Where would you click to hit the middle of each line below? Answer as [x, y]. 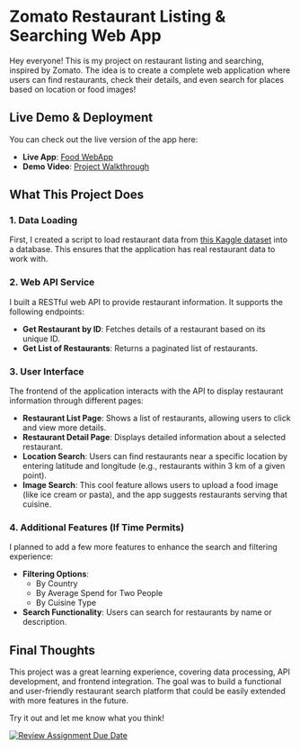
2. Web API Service [52, 283]
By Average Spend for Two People [99, 593]
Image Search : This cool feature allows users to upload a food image [150, 485]
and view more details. [64, 428]
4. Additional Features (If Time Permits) [97, 527]
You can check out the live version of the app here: [104, 139]
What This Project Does [77, 195]
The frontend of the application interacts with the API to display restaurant [146, 391]
